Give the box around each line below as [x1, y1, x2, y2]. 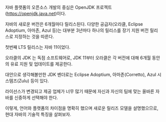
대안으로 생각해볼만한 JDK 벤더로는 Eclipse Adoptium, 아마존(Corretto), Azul [5, 72, 157, 77]
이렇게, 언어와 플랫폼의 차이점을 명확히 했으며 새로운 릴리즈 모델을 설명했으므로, [5, 105, 159, 111]
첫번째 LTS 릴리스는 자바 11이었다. [5, 44, 71, 50]
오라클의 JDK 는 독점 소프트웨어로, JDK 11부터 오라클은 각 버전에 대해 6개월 [5, 55, 151, 61]
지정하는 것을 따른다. [14, 34, 55, 39]
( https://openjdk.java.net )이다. [5, 10, 66, 16]
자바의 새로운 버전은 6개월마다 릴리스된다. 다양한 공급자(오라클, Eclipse [5, 21, 143, 27]
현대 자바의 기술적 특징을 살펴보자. [5, 112, 71, 117]
